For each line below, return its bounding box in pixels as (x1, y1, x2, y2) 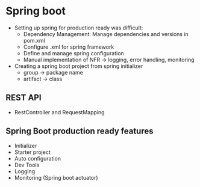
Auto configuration (14, 155, 61, 162)
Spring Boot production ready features (5, 126, 154, 136)
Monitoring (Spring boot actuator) (14, 174, 98, 181)
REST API (5, 93, 42, 103)
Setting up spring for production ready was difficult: (14, 24, 143, 31)
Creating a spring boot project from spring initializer (14, 62, 143, 70)
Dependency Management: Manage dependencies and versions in (23, 30, 189, 37)
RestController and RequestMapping (14, 108, 105, 115)
